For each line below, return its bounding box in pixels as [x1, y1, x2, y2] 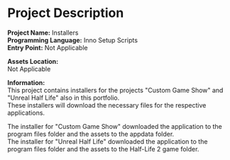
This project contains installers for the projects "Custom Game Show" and [7, 86, 224, 94]
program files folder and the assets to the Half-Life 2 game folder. [7, 144, 199, 153]
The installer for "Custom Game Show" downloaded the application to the [7, 122, 222, 130]
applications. [7, 108, 45, 117]
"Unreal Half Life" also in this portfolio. [7, 93, 120, 102]
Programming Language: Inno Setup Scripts [7, 35, 138, 44]
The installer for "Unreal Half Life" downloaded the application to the [7, 137, 208, 146]
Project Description [7, 5, 124, 21]
